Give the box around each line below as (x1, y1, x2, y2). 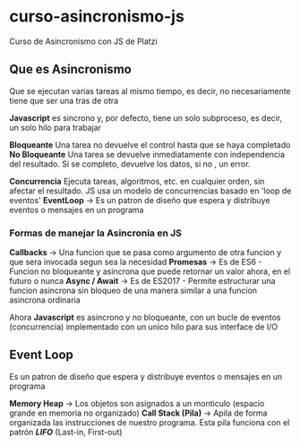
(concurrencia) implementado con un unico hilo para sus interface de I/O (9, 322, 279, 332)
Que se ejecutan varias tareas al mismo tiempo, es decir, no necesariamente (9, 85, 291, 96)
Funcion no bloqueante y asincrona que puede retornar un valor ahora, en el (9, 266, 291, 277)
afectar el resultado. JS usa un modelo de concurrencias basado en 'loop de (9, 185, 292, 196)
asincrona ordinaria (9, 295, 81, 305)
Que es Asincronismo (9, 62, 132, 77)
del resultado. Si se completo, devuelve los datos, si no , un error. (9, 159, 251, 169)
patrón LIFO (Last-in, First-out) (9, 426, 123, 437)
